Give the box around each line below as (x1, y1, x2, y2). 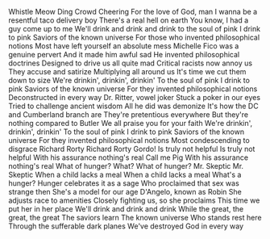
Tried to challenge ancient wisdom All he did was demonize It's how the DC (8, 101, 260, 111)
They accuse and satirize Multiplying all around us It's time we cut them (8, 67, 247, 76)
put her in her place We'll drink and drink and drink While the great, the (8, 204, 244, 213)
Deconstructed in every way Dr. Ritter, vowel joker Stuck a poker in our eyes (8, 93, 260, 102)
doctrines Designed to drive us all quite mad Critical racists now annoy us (8, 58, 252, 68)
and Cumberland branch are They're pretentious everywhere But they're (8, 110, 248, 119)
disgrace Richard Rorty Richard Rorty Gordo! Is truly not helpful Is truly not (8, 145, 255, 153)
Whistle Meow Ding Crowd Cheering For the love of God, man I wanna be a (8, 7, 258, 16)
